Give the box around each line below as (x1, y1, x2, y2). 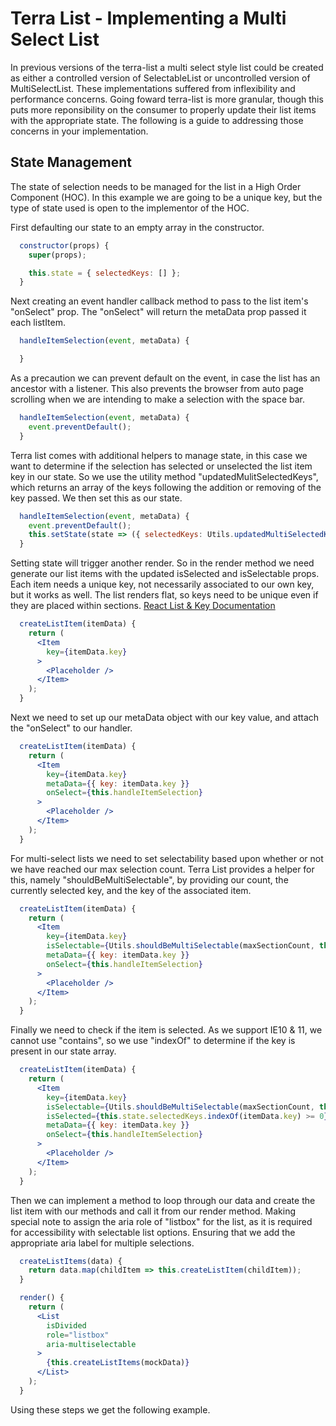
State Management (10, 154, 132, 171)
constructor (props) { (19, 240, 110, 251)
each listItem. (10, 317, 66, 329)
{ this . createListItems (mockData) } (46, 1358, 190, 1368)
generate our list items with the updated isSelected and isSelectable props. (10, 568, 320, 580)
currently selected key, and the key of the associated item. (10, 884, 252, 896)
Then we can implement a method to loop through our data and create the (10, 1194, 316, 1206)
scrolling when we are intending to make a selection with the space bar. (10, 393, 305, 405)
